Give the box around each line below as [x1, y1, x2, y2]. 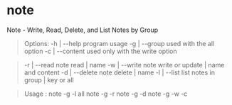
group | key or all [23, 75, 74, 84]
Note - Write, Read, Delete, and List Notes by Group [6, 26, 159, 34]
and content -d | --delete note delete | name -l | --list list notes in [23, 68, 215, 77]
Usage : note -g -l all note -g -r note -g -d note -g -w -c [23, 89, 188, 98]
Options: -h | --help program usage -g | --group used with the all [23, 39, 215, 48]
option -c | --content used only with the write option [23, 47, 177, 55]
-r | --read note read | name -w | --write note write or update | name [23, 60, 225, 69]
